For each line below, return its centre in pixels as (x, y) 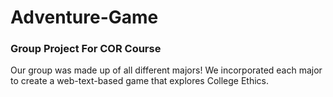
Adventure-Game (84, 17)
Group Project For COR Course (86, 49)
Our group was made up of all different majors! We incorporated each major (166, 70)
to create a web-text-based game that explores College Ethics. (140, 81)
